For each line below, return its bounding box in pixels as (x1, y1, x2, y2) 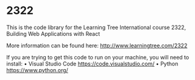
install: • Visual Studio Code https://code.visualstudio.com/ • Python (6, 60, 179, 67)
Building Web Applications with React (6, 30, 101, 37)
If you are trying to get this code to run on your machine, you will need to (6, 53, 190, 61)
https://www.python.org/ (6, 66, 68, 73)
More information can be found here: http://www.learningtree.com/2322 (6, 42, 188, 49)
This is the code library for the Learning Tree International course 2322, (6, 24, 186, 31)
